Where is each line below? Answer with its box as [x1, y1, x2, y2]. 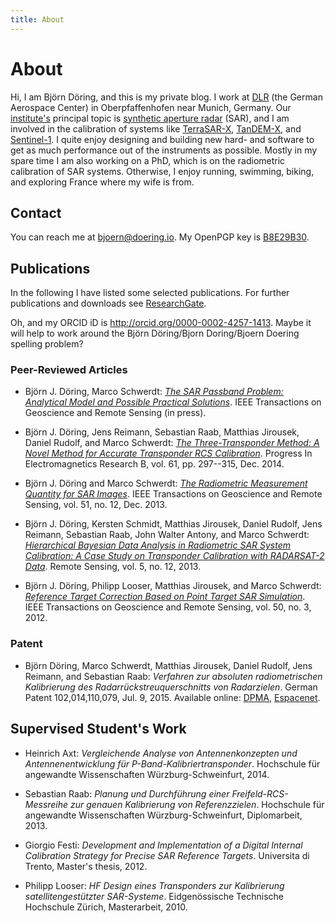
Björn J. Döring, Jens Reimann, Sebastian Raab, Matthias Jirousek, [24, 426, 300, 438]
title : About [10, 14, 65, 25]
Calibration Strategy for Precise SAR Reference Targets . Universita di [24, 849, 310, 861]
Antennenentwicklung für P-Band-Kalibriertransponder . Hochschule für [24, 757, 321, 770]
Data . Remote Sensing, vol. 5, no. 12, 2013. [24, 561, 202, 573]
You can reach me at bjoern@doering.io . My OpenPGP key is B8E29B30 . [10, 231, 310, 243]
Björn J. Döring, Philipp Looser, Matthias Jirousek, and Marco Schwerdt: [24, 580, 322, 592]
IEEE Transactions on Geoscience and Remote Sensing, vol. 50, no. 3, [24, 601, 312, 613]
